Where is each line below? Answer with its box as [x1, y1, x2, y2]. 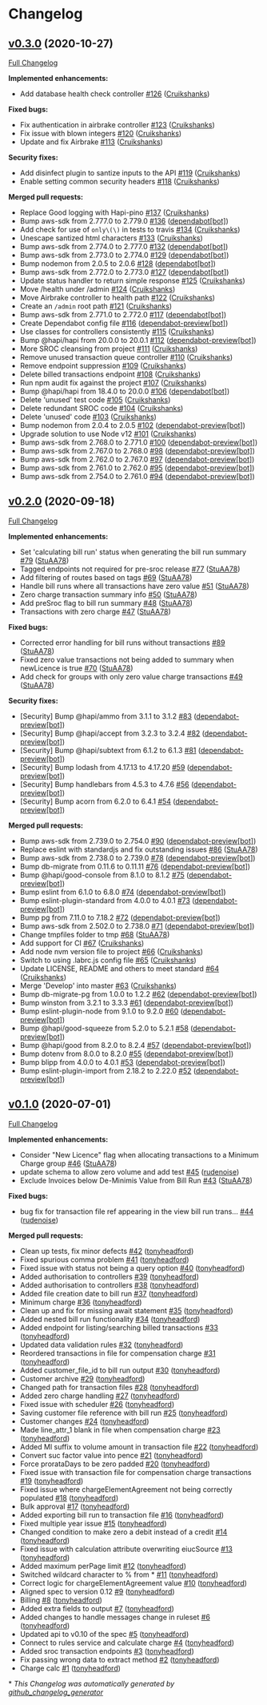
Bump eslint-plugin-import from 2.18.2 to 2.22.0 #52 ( [19, 1066, 197, 1075]
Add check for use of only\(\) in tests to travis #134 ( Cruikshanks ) [19, 225, 241, 234]
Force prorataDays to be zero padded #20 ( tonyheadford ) [19, 1459, 210, 1469]
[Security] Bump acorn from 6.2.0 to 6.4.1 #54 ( [19, 796, 176, 806]
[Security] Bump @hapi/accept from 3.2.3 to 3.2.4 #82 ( [19, 728, 205, 738]
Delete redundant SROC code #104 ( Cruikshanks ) [19, 404, 184, 413]
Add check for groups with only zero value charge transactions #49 [19, 671, 243, 681]
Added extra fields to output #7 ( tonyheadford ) [19, 1603, 174, 1613]
